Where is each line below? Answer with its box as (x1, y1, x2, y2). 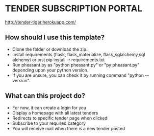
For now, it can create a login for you (12, 105, 87, 111)
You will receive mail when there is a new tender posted (12, 125, 125, 131)
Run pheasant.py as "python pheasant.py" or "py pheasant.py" (12, 62, 140, 68)
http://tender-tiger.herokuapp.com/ (5, 19, 76, 25)
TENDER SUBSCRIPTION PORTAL (5, 3, 143, 14)
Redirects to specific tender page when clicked (12, 115, 108, 121)
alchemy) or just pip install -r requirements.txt (12, 57, 105, 63)
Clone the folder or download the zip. (12, 46, 88, 52)
